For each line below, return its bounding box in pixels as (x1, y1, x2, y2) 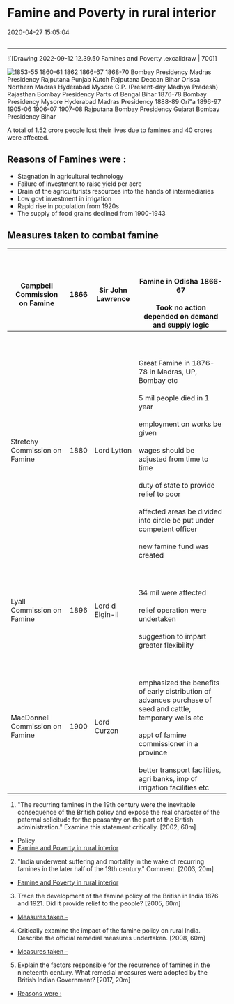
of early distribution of (138, 686, 212, 696)
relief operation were (138, 605, 207, 615)
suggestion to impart (138, 631, 207, 641)
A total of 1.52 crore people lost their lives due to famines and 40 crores (7, 126, 213, 134)
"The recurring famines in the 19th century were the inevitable (17, 800, 196, 808)
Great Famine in (138, 358, 190, 368)
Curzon (94, 725, 119, 735)
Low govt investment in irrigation (17, 194, 112, 203)
